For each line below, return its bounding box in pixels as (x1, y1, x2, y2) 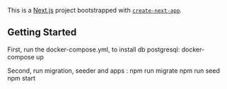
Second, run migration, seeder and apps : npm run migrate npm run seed (7, 66, 221, 75)
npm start (7, 73, 36, 82)
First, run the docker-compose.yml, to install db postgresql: (7, 45, 180, 54)
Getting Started (7, 26, 77, 38)
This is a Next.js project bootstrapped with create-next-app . (7, 6, 182, 14)
